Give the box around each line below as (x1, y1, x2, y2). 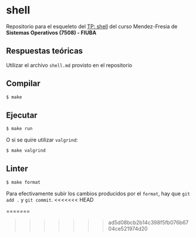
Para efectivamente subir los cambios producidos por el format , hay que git (6, 190, 191, 197)
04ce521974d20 (108, 225, 148, 232)
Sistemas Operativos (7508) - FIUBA (6, 29, 97, 36)
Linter (6, 164, 28, 174)
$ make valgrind (6, 147, 46, 154)
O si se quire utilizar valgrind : (6, 136, 78, 143)
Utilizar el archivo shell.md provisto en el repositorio (6, 61, 133, 68)
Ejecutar (6, 110, 38, 120)
